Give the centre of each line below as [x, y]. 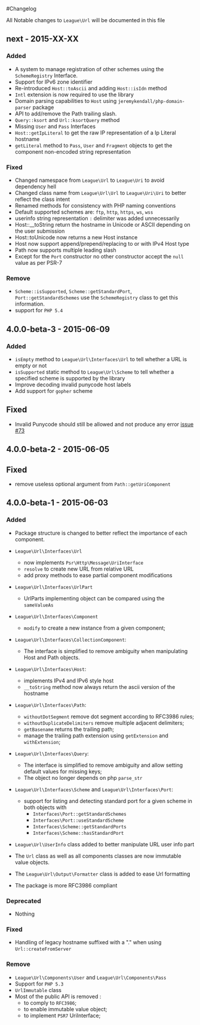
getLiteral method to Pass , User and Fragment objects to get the [93, 145]
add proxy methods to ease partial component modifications [98, 575]
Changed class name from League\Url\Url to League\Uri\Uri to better [101, 193]
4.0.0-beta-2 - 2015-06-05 [58, 449]
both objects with [45, 807]
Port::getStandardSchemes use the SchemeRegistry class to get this [96, 298]
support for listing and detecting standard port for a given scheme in [108, 801]
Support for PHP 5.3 [39, 984]
